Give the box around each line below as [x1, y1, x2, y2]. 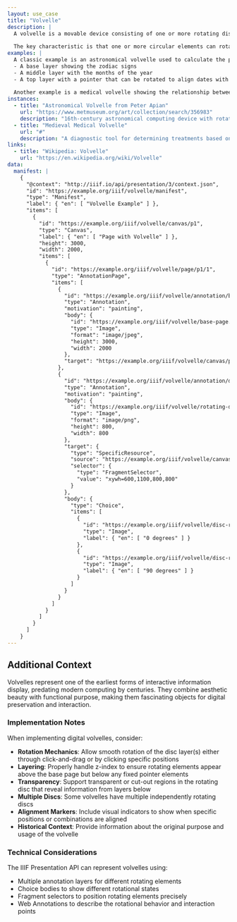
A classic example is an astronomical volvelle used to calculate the [13, 56, 226, 63]
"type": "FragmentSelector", [76, 469, 162, 477]
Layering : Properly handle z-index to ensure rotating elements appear [17, 762, 221, 770]
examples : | [7, 50, 42, 57]
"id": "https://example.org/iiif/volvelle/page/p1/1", [51, 266, 217, 273]
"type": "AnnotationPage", [51, 272, 131, 279]
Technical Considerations [7, 847, 97, 857]
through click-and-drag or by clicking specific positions [17, 755, 179, 763]
